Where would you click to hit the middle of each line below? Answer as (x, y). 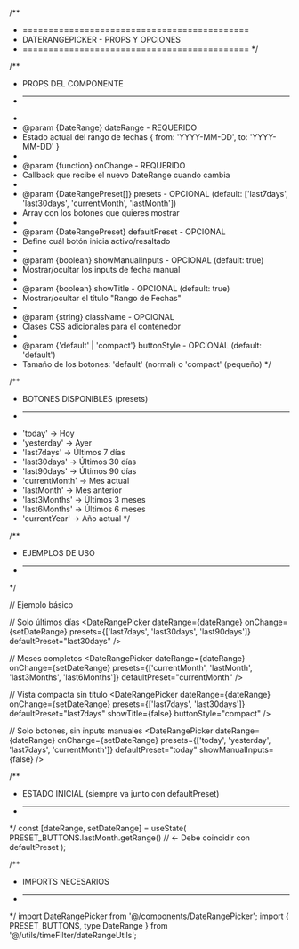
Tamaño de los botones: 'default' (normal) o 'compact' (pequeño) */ (146, 364)
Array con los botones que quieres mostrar (101, 213)
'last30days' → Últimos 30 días (79, 462)
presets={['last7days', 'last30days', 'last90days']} (160, 631)
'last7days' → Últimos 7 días (74, 452)
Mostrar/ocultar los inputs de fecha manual (101, 270)
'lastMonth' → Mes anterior (72, 490)
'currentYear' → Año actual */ (76, 519)
